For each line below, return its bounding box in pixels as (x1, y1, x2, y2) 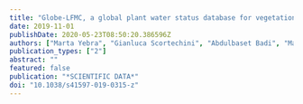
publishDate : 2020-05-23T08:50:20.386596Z (9, 30, 171, 39)
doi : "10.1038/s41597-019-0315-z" (9, 80, 140, 90)
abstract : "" (9, 55, 59, 64)
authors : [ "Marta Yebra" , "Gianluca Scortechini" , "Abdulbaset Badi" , (9, 38, 280, 48)
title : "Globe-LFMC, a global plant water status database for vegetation (9, 13, 297, 23)
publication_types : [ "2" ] (9, 47, 106, 56)
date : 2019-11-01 (9, 22, 75, 31)
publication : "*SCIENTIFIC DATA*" (9, 72, 140, 81)
